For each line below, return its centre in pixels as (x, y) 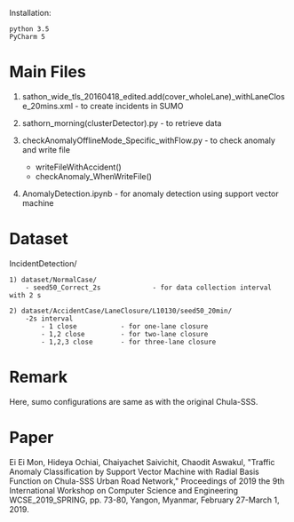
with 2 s (25, 295)
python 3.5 (29, 29)
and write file (46, 149)
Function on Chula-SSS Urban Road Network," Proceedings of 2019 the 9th (147, 481)
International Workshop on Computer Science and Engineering (123, 490)
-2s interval (49, 319)
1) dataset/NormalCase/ (53, 280)
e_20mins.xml (48, 106)
